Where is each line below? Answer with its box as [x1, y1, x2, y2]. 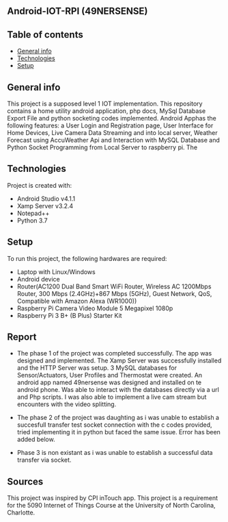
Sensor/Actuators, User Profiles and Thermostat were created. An [16, 371, 203, 380]
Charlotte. [7, 508, 35, 517]
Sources [7, 475, 44, 487]
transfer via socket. [16, 456, 72, 464]
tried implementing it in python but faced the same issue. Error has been [16, 428, 220, 436]
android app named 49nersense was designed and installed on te [16, 378, 202, 386]
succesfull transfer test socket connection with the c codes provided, [16, 421, 213, 429]
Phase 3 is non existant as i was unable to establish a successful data [16, 449, 213, 457]
